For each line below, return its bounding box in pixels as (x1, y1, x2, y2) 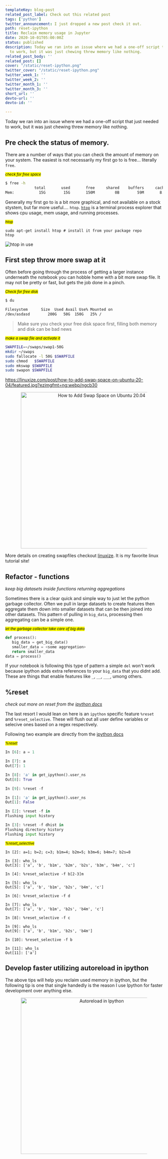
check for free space (5, 172, 41, 177)
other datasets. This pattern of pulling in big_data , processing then (5, 612, 143, 618)
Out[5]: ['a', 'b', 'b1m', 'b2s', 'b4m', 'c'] (5, 884, 104, 890)
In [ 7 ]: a (5, 759, 26, 764)
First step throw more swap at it (5, 256, 106, 264)
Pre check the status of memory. (5, 138, 109, 147)
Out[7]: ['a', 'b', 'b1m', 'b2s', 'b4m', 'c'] (5, 906, 104, 911)
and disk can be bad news (17, 326, 72, 332)
